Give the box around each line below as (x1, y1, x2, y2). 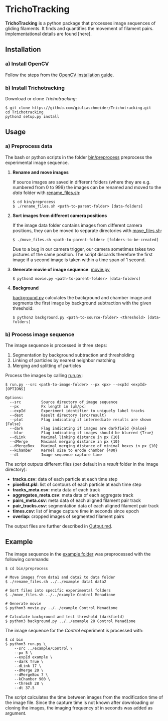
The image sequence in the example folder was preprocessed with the (5, 551, 151, 557)
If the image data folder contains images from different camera (12, 222, 142, 228)
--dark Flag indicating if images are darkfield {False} (10, 426, 147, 431)
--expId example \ (14, 654, 53, 660)
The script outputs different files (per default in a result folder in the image (5, 461, 159, 467)
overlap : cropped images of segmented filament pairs (12, 513, 124, 519)
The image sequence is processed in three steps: (5, 342, 107, 348)
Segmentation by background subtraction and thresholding (12, 352, 134, 358)
